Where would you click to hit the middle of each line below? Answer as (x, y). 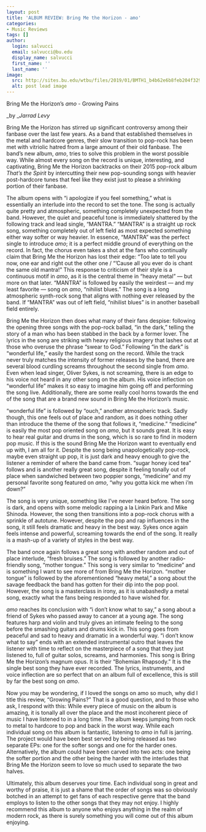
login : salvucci (32, 47)
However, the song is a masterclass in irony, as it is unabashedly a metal (97, 591)
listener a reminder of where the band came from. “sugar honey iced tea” (99, 463)
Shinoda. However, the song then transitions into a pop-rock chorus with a (100, 514)
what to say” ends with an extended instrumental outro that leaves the (95, 642)
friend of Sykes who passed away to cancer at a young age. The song (95, 616)
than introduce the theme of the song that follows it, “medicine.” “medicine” (102, 424)
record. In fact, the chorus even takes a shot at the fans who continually (97, 250)
